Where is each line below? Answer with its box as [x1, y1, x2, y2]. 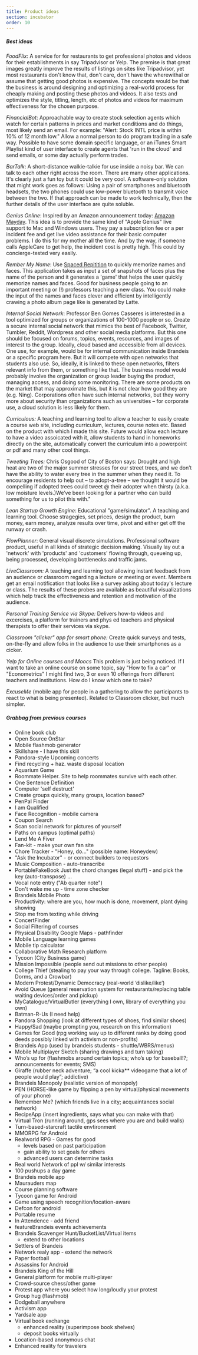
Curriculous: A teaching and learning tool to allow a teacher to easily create [6, 415, 189, 422]
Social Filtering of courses [14, 923, 78, 930]
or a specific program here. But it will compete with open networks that [6, 354, 179, 361]
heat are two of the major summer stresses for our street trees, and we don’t [6, 464, 192, 471]
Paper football [14, 1255, 49, 1262]
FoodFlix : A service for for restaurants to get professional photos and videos [6, 52, 192, 60]
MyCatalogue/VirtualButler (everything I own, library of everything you [14, 998, 186, 1005]
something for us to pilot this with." [6, 495, 91, 503]
